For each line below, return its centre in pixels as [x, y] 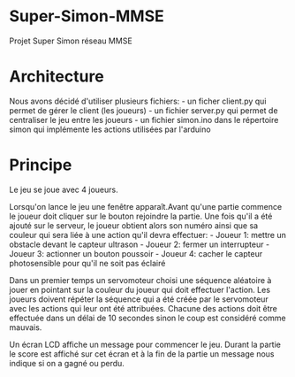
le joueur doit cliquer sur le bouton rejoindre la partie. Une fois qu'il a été [141, 216]
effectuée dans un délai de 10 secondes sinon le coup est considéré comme [147, 318]
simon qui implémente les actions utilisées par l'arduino [110, 129]
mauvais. [26, 327]
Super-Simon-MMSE [87, 16]
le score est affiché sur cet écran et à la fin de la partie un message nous [142, 354]
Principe [41, 165]
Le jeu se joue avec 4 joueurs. [64, 189]
